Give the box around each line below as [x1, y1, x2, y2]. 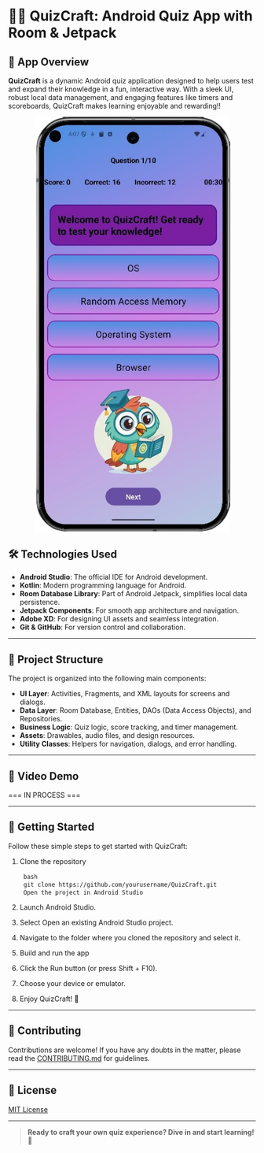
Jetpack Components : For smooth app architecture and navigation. [19, 606, 240, 615]
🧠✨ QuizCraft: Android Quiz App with [8, 7, 253, 25]
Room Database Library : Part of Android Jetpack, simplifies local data [19, 589, 247, 599]
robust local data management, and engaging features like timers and [8, 93, 233, 102]
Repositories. [19, 714, 63, 724]
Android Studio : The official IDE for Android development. [19, 573, 208, 582]
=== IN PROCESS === [8, 791, 81, 800]
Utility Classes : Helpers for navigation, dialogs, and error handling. [19, 740, 237, 749]
